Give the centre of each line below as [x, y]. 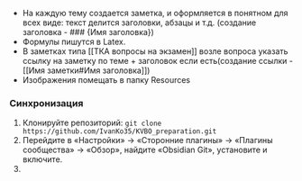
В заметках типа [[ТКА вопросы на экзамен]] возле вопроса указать [155, 51]
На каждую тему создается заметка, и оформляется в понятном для [155, 13]
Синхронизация [46, 103]
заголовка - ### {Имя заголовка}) [88, 32]
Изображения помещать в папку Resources [106, 80]
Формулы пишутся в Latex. [74, 41]
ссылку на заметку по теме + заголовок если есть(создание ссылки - [157, 61]
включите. [42, 159]
